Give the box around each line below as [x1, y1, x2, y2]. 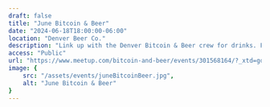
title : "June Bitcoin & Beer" [8, 19, 110, 27]
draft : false [8, 11, 52, 20]
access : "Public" [8, 49, 67, 57]
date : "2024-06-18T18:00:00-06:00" [8, 27, 128, 35]
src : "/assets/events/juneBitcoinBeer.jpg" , [22, 72, 174, 80]
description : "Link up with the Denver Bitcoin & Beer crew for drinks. [8, 42, 257, 50]
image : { [8, 64, 38, 72]
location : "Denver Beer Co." [8, 34, 106, 43]
